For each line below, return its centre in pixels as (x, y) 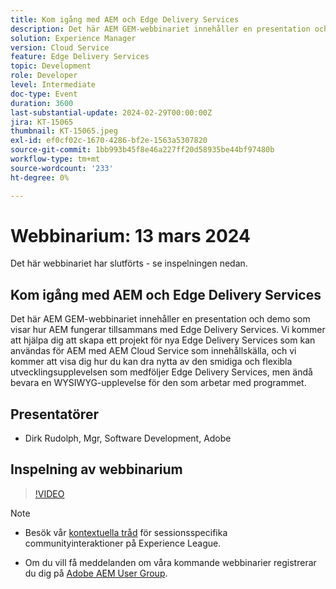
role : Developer (44, 76)
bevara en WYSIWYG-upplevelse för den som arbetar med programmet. (158, 383)
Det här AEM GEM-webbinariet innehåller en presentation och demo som (160, 319)
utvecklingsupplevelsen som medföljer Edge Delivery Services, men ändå (161, 372)
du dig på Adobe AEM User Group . (96, 573)
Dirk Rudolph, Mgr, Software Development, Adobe (128, 438)
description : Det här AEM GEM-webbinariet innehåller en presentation (160, 29)
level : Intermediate (53, 85)
